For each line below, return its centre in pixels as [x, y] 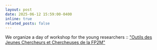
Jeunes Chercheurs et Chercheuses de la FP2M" [55, 43]
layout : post [19, 10]
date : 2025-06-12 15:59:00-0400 [39, 14]
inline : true [19, 19]
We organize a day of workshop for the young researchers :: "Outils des [79, 37]
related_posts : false [28, 23]
